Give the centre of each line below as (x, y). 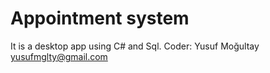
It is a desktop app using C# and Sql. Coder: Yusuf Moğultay (135, 46)
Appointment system (100, 18)
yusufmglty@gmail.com (59, 56)
